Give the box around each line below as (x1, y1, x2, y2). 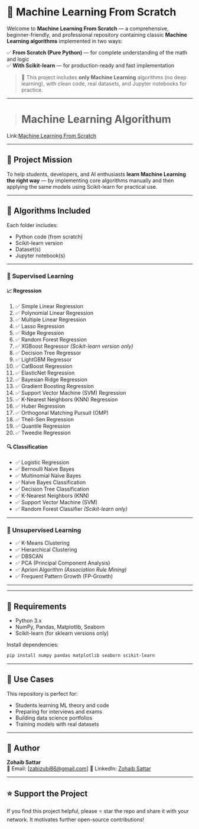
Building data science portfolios (15, 714, 93, 721)
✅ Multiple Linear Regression (15, 316, 86, 323)
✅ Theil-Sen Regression (15, 415, 74, 422)
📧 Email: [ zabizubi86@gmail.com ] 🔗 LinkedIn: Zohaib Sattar (6, 765, 151, 772)
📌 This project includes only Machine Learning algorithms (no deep (21, 73, 187, 80)
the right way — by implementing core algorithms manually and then (6, 177, 174, 184)
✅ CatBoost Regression (15, 362, 73, 369)
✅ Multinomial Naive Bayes (15, 472, 81, 479)
